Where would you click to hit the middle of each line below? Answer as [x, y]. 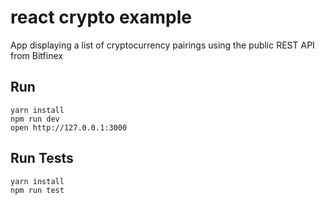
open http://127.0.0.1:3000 [69, 127]
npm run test [37, 190]
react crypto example [101, 17]
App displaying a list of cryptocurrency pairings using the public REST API [162, 45]
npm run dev [35, 119]
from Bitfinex [36, 55]
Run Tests [42, 158]
